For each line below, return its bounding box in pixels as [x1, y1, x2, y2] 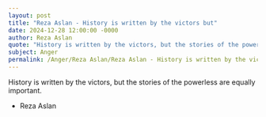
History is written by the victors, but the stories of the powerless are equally [8, 77, 256, 87]
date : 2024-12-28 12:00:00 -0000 [8, 26, 119, 34]
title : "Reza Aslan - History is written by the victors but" [8, 19, 218, 27]
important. [8, 85, 42, 95]
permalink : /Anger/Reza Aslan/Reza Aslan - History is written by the [8, 56, 246, 64]
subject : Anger [8, 48, 59, 56]
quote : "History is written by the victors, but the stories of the [8, 41, 239, 49]
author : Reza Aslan [8, 33, 73, 42]
